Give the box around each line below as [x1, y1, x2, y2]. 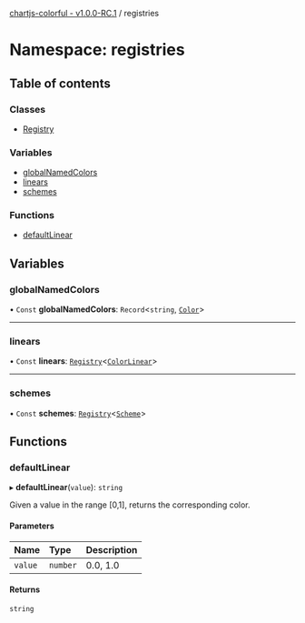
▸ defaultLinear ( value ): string [9, 482, 123, 493]
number [48, 559, 77, 570]
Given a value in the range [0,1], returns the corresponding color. [9, 499, 251, 510]
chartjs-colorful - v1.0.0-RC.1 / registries [9, 8, 160, 18]
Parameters [9, 520, 54, 531]
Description [85, 543, 138, 556]
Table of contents [9, 75, 111, 91]
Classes [9, 103, 46, 116]
